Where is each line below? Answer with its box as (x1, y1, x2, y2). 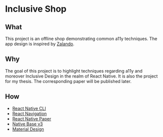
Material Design (12, 126, 44, 132)
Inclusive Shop (5, 3, 67, 15)
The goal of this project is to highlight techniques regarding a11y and (5, 68, 143, 74)
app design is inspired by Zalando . (5, 41, 75, 47)
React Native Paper (12, 116, 51, 121)
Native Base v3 (12, 121, 43, 127)
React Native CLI (12, 105, 47, 111)
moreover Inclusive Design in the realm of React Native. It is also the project (5, 73, 158, 79)
